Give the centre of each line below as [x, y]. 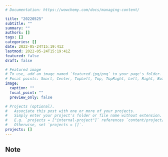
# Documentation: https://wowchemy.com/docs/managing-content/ [72, 10]
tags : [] [14, 37]
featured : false [22, 56]
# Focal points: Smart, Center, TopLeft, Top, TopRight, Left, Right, [80, 79]
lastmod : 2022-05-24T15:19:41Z [38, 51]
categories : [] [21, 42]
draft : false [19, 60]
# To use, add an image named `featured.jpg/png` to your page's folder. [84, 74]
